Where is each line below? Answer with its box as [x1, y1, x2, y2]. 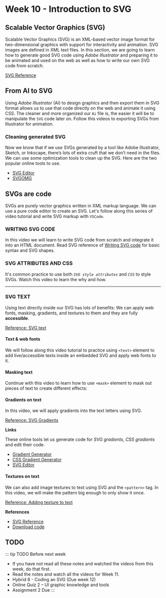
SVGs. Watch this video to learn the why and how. [5, 276, 107, 282]
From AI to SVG [5, 87, 53, 95]
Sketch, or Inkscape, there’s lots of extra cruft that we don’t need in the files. [5, 150, 161, 156]
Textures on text [5, 474, 40, 479]
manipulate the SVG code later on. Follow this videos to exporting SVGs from [5, 116, 159, 121]
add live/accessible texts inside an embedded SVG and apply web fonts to [5, 353, 157, 359]
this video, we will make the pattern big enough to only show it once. [5, 489, 145, 495]
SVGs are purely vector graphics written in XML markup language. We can [5, 202, 157, 209]
